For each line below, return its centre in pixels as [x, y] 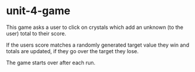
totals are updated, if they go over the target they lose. [72, 51]
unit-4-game [38, 11]
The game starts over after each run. [51, 63]
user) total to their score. [36, 33]
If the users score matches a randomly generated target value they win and [98, 45]
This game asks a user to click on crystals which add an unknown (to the [95, 27]
